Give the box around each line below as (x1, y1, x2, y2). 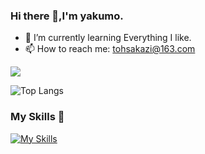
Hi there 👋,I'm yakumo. (10, 9, 124, 23)
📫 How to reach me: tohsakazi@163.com (24, 43, 196, 55)
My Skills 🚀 (10, 110, 65, 124)
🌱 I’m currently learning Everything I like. (24, 32, 192, 44)
